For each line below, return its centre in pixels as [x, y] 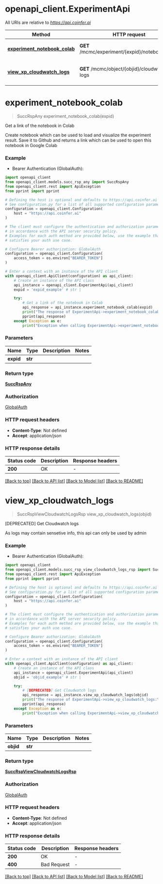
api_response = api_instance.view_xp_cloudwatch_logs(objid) [86, 695]
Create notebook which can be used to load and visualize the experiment [78, 135]
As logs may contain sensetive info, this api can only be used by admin [76, 533]
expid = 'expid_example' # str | [48, 290]
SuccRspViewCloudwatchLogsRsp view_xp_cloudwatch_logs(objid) [84, 514]
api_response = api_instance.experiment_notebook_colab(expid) [88, 308]
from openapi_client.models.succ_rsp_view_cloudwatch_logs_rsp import [78, 570]
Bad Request [55, 865]
